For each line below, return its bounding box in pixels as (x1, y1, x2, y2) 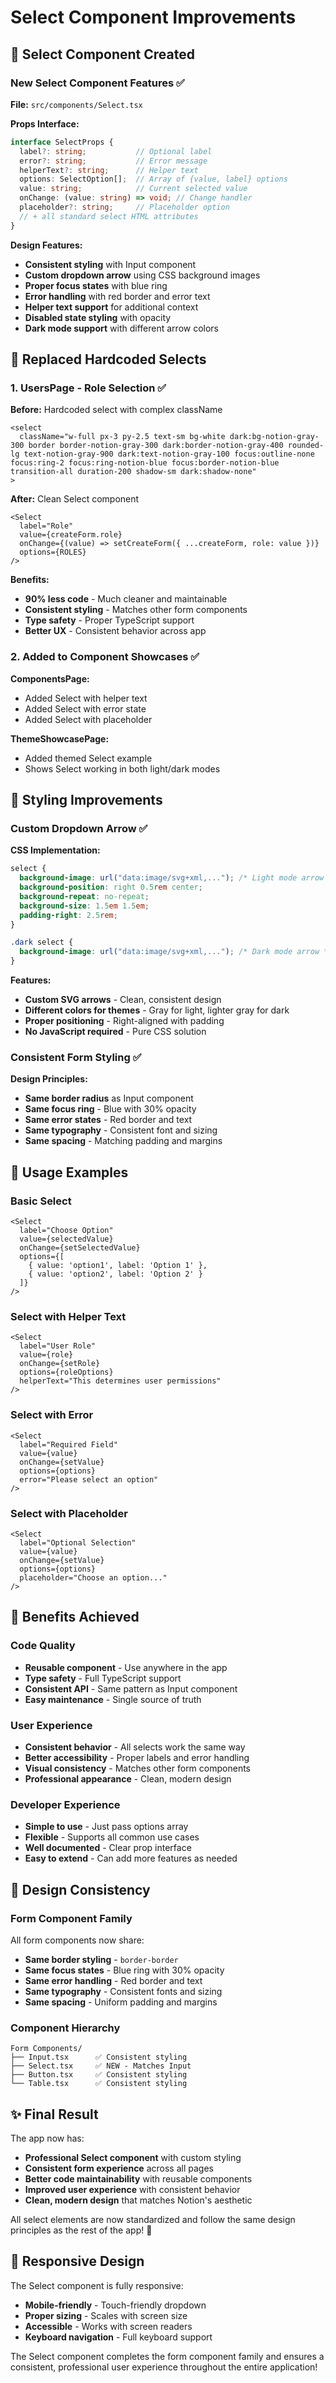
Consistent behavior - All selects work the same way (24, 1741, 246, 1753)
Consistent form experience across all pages (24, 2162, 214, 2174)
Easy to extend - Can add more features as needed (24, 1852, 238, 1865)
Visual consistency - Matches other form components (24, 1762, 251, 1774)
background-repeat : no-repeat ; (19, 891, 150, 901)
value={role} (19, 1350, 74, 1360)
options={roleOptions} (19, 1367, 114, 1378)
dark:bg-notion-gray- (229, 432, 320, 442)
